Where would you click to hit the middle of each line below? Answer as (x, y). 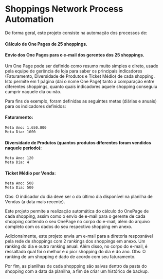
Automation (29, 19)
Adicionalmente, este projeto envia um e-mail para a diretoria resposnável (79, 236)
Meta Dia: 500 (19, 188)
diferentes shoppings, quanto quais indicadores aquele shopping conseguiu (81, 87)
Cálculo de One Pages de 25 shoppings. (46, 44)
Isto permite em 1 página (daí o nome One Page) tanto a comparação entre (80, 81)
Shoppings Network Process (64, 9)
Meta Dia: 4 (17, 162)
